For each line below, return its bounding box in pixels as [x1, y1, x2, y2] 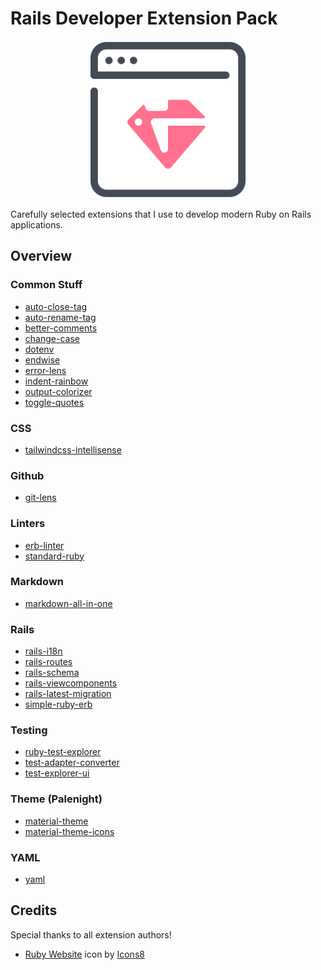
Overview [10, 248, 73, 265]
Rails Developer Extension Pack [10, 7, 278, 30]
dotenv [24, 343, 55, 355]
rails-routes [24, 656, 73, 668]
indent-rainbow [24, 375, 89, 387]
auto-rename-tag [24, 311, 97, 323]
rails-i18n [24, 645, 63, 657]
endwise [24, 353, 61, 366]
